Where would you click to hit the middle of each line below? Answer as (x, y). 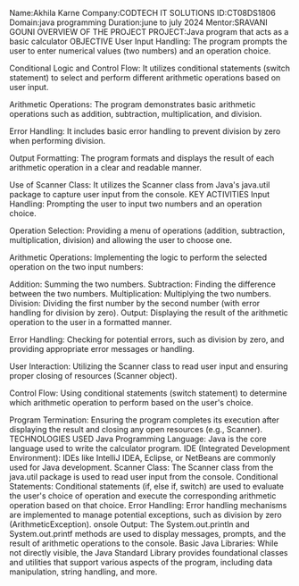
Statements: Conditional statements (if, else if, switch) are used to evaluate (146, 486)
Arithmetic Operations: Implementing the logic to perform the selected (138, 257)
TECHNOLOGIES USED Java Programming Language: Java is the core (138, 439)
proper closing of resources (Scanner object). (93, 376)
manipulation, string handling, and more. (83, 572)
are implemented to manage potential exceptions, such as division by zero (146, 515)
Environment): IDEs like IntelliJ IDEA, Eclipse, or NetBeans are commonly (143, 458)
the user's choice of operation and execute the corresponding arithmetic (143, 496)
